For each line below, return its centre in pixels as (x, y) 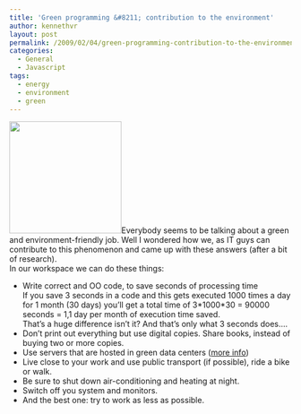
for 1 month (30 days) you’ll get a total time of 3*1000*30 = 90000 (146, 305)
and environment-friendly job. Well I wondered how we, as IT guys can (140, 240)
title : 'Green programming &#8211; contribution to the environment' (142, 17)
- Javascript (42, 68)
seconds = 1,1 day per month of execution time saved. (121, 315)
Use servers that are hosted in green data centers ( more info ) (135, 353)
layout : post (34, 34)
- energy (34, 84)
